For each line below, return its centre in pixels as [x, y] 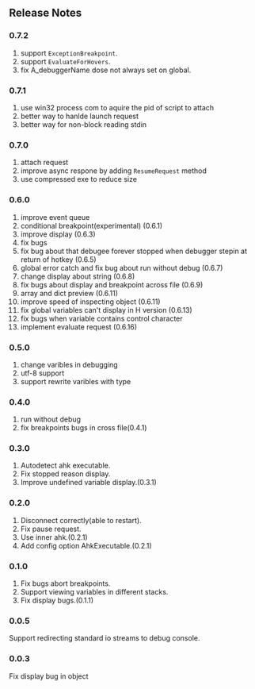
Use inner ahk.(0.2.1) [54, 537]
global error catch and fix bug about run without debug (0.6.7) [122, 268]
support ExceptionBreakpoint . [69, 53]
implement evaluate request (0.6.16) [79, 327]
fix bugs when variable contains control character [101, 318]
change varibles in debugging [69, 364]
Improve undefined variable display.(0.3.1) [88, 483]
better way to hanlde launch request [80, 116]
